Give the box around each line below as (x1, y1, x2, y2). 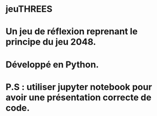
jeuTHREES (5, 3, 52, 15)
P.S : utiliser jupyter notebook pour (5, 81, 153, 92)
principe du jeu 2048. (5, 36, 96, 48)
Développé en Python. (5, 59, 99, 70)
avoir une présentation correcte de (5, 92, 152, 103)
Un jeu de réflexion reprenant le (5, 26, 138, 37)
